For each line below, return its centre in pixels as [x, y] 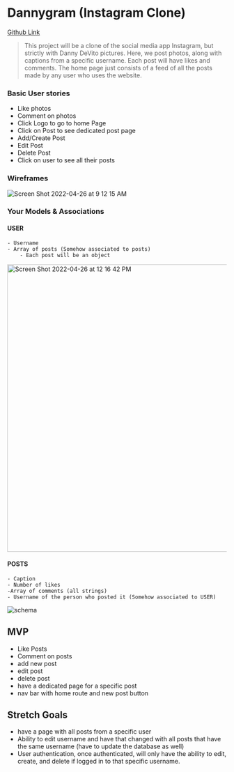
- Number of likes [34, 585]
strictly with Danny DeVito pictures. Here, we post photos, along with [123, 53]
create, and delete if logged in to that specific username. [99, 762]
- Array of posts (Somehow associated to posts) [79, 249]
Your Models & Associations [56, 212]
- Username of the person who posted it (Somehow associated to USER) [112, 597]
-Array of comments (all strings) [57, 591]
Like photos [34, 109]
